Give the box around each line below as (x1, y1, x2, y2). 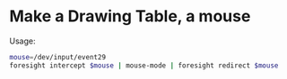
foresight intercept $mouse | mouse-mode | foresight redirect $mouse (9, 60, 279, 70)
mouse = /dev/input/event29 (9, 52, 106, 61)
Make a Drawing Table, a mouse (9, 6, 251, 27)
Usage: (9, 36, 36, 46)
